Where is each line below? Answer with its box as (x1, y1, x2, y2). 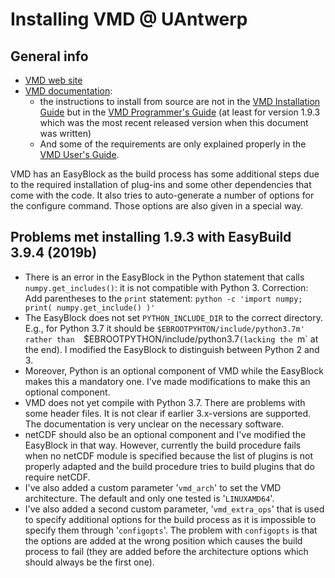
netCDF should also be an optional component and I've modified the (24, 428, 307, 440)
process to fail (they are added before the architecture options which (24, 545, 309, 557)
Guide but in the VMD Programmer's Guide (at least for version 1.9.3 (39, 106, 321, 118)
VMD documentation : (24, 85, 113, 97)
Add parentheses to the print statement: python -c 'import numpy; (24, 292, 303, 304)
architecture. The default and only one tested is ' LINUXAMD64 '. (24, 492, 275, 504)
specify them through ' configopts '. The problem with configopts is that (24, 524, 318, 536)
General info (10, 48, 89, 65)
